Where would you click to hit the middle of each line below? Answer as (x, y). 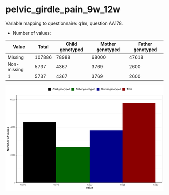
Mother (108, 44)
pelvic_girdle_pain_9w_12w (63, 9)
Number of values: (32, 33)
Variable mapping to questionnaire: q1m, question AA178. (64, 23)
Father (145, 44)
